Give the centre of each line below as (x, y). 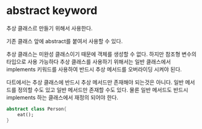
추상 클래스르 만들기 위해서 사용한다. (49, 28)
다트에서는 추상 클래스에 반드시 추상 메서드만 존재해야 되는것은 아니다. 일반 (95, 82)
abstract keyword (52, 11)
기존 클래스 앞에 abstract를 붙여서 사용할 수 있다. (65, 41)
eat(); (26, 114)
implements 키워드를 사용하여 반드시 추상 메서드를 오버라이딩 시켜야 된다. (94, 69)
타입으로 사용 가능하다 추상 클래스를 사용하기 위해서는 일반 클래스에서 (88, 61)
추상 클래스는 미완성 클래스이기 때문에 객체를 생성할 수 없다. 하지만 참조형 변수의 (102, 54)
